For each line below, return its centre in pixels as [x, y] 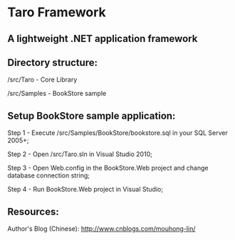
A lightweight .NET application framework [103, 39]
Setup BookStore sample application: [92, 115]
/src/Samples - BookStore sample [57, 94]
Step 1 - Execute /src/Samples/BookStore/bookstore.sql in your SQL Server [117, 133]
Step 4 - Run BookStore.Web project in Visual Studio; [85, 190]
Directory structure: [53, 62]
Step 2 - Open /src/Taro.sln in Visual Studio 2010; [80, 154]
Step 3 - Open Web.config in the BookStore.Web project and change [108, 168]
